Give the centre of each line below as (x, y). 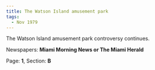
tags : (13, 17)
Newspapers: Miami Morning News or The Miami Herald (75, 50)
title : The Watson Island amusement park (57, 11)
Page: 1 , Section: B (29, 61)
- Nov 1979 (25, 22)
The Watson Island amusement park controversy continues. (78, 39)
